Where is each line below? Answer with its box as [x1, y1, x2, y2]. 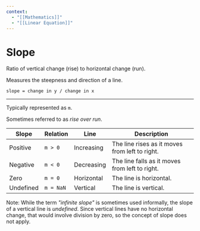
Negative [9, 161, 35, 169]
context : [6, 8, 28, 15]
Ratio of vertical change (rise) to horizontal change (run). [6, 65, 146, 72]
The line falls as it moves [112, 157, 181, 166]
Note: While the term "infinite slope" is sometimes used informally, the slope [6, 199, 193, 206]
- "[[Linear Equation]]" [11, 20, 73, 26]
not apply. [6, 218, 31, 225]
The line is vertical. [112, 184, 165, 192]
